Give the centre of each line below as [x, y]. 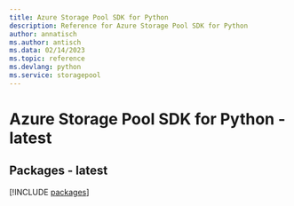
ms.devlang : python [45, 67]
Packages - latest [59, 171]
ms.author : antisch [45, 42]
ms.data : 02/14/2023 [48, 51]
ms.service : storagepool [55, 75]
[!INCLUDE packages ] [49, 192]
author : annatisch [43, 34]
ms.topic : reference [48, 59]
